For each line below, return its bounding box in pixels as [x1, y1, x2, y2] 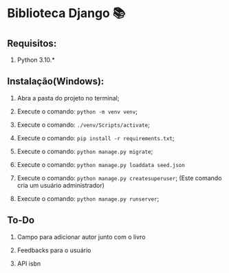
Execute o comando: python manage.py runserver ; [17, 194, 160, 203]
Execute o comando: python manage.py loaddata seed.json [17, 160, 186, 168]
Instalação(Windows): [7, 76, 105, 87]
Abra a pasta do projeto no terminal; [17, 94, 120, 102]
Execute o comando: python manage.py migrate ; [17, 147, 153, 155]
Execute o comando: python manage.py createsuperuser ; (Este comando [17, 173, 222, 182]
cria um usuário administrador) [17, 181, 105, 189]
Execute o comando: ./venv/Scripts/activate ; [17, 120, 150, 129]
